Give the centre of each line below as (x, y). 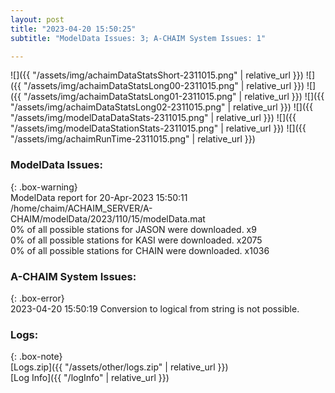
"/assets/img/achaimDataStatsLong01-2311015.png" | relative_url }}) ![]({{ (174, 97)
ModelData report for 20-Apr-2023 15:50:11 (99, 197)
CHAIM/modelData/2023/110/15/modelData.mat (108, 218)
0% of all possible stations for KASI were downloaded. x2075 (136, 240)
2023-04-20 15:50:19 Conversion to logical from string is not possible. (155, 308)
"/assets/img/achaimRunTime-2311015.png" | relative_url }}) (133, 139)
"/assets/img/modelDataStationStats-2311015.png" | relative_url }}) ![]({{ (158, 128)
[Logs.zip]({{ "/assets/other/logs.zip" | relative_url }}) (119, 367)
